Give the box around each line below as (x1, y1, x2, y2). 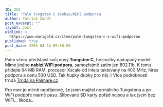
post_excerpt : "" (5, 20, 40, 26)
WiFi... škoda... (5, 97, 35, 103)
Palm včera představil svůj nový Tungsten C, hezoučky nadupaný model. (5, 56, 152, 62)
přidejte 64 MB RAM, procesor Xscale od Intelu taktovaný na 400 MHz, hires (5, 67, 159, 73)
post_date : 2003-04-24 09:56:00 (5, 43, 71, 48)
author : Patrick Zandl (5, 16, 51, 21)
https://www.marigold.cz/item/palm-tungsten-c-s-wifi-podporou (9, 35, 140, 39)
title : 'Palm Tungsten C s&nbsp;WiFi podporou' (5, 12, 104, 17)
